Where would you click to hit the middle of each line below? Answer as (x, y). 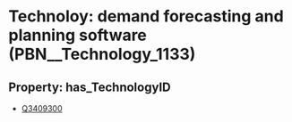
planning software (77, 35)
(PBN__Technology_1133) (102, 54)
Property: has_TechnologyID (90, 87)
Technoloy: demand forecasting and (146, 16)
